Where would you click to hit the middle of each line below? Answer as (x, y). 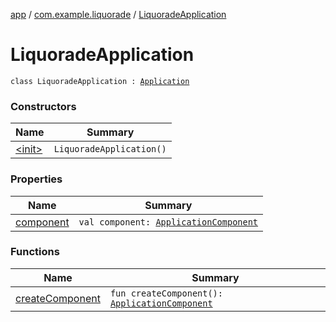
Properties (36, 179)
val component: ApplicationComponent (168, 222)
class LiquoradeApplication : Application (100, 81)
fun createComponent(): (166, 293)
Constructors (43, 106)
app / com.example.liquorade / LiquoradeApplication (118, 14)
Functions (35, 252)
